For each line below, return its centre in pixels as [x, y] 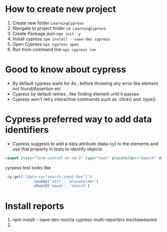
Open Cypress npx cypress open [45, 44]
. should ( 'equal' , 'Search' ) [61, 186]
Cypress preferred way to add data [79, 119]
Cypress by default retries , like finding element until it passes [76, 94]
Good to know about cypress [66, 69]
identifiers [27, 130]
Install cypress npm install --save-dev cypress [61, 39]
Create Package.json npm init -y [46, 33]
